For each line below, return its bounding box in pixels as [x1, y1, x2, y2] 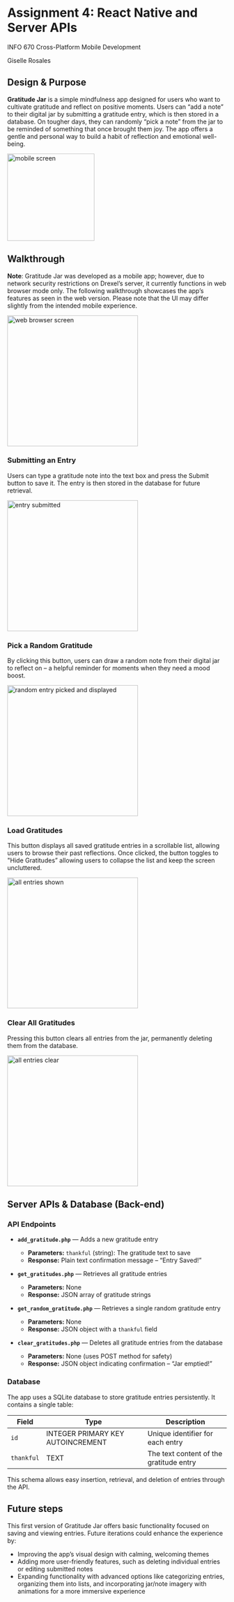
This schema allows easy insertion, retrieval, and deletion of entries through [7, 1475, 225, 1483]
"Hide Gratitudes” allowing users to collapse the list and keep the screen [7, 856, 215, 864]
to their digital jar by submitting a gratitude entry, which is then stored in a [7, 110, 219, 118]
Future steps [7, 1503, 63, 1515]
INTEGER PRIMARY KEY [46, 1428, 125, 1438]
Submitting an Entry [7, 456, 77, 465]
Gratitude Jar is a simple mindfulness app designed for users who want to [7, 95, 221, 103]
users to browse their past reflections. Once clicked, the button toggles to [7, 849, 219, 858]
